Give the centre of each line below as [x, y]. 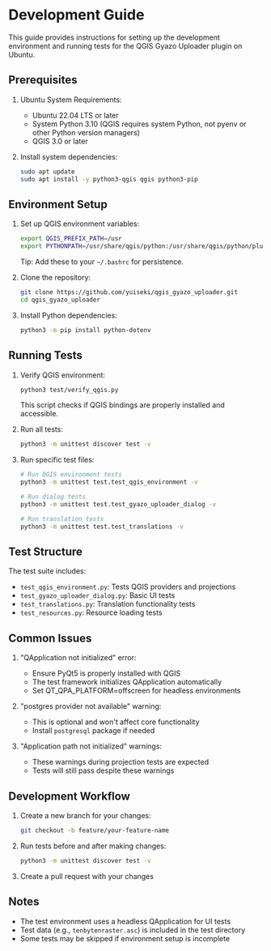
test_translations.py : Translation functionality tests [108, 604]
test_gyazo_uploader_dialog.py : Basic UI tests [97, 595]
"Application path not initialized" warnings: [91, 746]
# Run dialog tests [53, 497]
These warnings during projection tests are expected [120, 762]
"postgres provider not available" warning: [91, 706]
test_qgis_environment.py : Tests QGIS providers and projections [128, 587]
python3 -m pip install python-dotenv [85, 330]
